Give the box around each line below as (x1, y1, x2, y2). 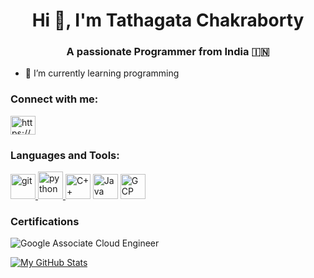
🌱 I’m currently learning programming (24, 67, 180, 79)
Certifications (10, 215, 80, 228)
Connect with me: (10, 92, 99, 106)
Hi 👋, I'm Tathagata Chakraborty (31, 9, 305, 32)
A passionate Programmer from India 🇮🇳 (66, 45, 270, 59)
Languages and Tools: (10, 148, 120, 162)
